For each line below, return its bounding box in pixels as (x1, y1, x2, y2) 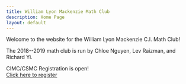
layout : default (6, 20, 46, 25)
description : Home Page (6, 14, 65, 20)
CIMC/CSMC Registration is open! (6, 65, 89, 72)
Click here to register (6, 72, 57, 79)
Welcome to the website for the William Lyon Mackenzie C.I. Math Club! (6, 36, 181, 43)
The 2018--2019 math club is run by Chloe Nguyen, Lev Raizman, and (6, 47, 176, 54)
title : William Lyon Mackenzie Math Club (6, 8, 110, 15)
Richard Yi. (6, 54, 33, 61)
